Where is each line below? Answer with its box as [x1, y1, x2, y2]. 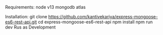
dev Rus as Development [5, 24, 56, 30]
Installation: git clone [5, 14, 47, 19]
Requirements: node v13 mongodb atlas [5, 4, 86, 10]
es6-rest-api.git [5, 19, 37, 25]
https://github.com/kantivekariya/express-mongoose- [48, 14, 158, 19]
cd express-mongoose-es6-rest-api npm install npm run [38, 19, 153, 25]
